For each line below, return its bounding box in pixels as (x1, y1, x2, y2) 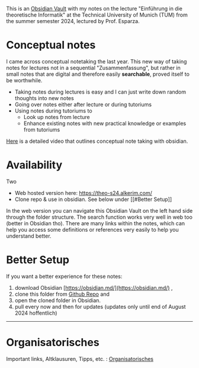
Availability (6, 158, 63, 172)
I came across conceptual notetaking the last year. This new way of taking (6, 57, 187, 65)
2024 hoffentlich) (14, 309, 57, 316)
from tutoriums (23, 126, 60, 133)
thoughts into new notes (14, 94, 74, 101)
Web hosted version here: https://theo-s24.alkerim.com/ (14, 189, 153, 196)
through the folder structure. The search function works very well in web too (6, 213, 192, 220)
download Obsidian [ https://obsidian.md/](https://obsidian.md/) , (14, 284, 173, 291)
